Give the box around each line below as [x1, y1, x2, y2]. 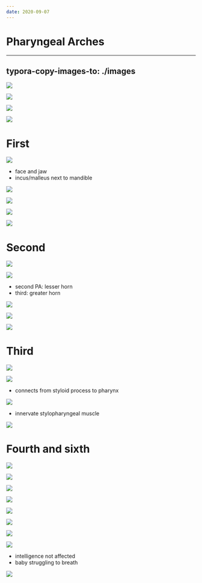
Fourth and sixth [6, 442, 90, 456]
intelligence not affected [14, 552, 76, 560]
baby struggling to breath [14, 559, 78, 566]
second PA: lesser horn [14, 283, 73, 290]
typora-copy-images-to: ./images [6, 66, 136, 76]
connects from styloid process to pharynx [14, 387, 119, 394]
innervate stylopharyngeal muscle [14, 410, 100, 417]
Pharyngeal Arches [6, 34, 105, 48]
